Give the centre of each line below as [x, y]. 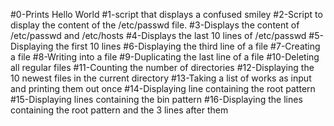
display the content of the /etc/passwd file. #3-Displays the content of [155, 25]
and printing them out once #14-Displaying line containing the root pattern [163, 88]
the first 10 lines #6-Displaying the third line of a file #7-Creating [188, 46]
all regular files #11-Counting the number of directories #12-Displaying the [162, 67]
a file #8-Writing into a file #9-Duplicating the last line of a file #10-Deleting [165, 57]
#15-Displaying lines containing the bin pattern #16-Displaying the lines [156, 99]
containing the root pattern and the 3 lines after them [119, 110]
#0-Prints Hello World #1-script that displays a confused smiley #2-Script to [166, 14]
